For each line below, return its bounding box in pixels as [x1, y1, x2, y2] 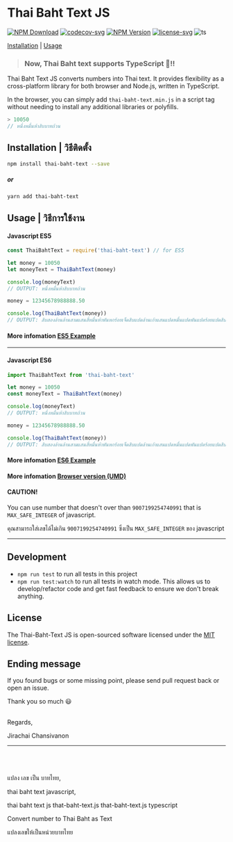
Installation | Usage [7, 41, 62, 49]
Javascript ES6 [7, 356, 52, 364]
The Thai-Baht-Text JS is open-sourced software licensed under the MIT [7, 631, 215, 639]
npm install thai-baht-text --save [7, 160, 110, 168]
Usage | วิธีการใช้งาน [7, 212, 85, 224]
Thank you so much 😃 [7, 697, 72, 706]
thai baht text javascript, [7, 788, 76, 796]
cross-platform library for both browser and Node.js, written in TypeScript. [7, 82, 220, 90]
